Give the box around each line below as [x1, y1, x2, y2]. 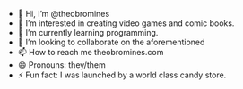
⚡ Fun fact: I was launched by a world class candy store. [17, 69, 227, 80]
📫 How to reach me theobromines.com [17, 47, 164, 57]
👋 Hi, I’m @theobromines [17, 9, 110, 19]
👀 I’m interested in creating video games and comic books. [17, 18, 235, 28]
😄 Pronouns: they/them [17, 60, 106, 70]
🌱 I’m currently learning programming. [17, 28, 159, 37]
